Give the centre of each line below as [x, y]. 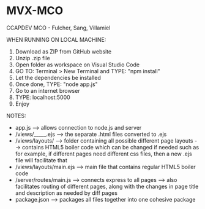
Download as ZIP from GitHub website [63, 51]
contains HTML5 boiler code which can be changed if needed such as [111, 147]
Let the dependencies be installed [58, 77]
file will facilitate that [41, 160]
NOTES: [16, 116]
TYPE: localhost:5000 [43, 97]
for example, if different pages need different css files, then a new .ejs [103, 154]
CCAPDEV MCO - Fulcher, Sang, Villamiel [58, 28]
